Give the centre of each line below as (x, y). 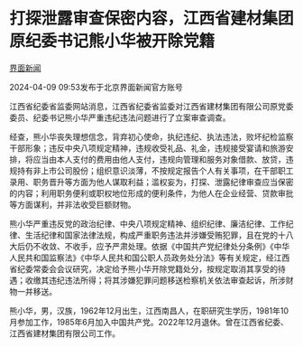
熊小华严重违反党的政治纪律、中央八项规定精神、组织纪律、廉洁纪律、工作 (147, 223)
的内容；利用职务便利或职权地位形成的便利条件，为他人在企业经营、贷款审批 (151, 193)
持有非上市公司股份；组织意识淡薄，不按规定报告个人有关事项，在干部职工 (155, 170)
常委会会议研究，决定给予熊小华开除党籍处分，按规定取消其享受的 (155, 268)
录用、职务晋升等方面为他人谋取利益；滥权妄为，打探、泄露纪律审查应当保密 (151, 182)
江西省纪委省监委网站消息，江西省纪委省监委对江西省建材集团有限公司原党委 (151, 106)
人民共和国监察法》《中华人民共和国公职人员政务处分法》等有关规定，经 (142, 258)
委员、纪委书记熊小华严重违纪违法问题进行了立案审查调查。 (120, 117)
